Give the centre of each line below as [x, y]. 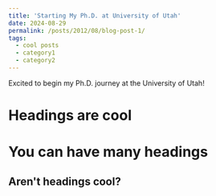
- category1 [36, 53]
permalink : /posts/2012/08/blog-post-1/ [77, 30]
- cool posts [37, 46]
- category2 [36, 61]
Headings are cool [70, 116]
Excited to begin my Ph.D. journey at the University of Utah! [106, 83]
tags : [17, 38]
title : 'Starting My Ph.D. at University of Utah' [95, 16]
